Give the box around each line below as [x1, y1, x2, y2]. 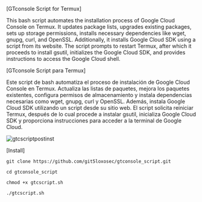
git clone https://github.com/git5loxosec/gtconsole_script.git [6, 159, 171, 165]
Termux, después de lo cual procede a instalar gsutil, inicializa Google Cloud [6, 111, 197, 118]
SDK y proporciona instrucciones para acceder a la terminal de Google [6, 117, 182, 124]
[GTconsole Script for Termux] [6, 5, 82, 12]
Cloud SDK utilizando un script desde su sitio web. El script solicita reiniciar [6, 104, 194, 111]
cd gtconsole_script [6, 169, 58, 175]
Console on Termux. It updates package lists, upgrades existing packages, [6, 24, 192, 30]
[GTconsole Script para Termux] [6, 67, 86, 74]
